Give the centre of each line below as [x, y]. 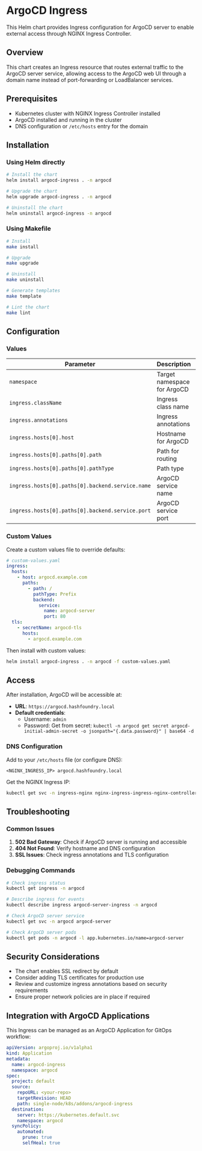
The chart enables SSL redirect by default [66, 971]
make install [23, 247]
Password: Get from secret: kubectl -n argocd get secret [96, 726]
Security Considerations [53, 957]
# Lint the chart [28, 307]
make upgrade [23, 263]
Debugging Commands [41, 870]
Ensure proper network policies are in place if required [82, 997]
